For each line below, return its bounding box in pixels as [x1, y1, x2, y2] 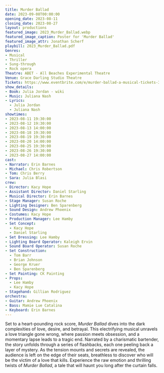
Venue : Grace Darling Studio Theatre [5, 75, 82, 80]
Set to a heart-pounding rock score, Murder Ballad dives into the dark [5, 321, 145, 327]
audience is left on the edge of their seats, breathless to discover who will [5, 352, 154, 358]
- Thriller [5, 57, 27, 62]
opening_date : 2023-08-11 [5, 16, 58, 21]
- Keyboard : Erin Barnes [5, 307, 56, 312]
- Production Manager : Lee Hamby [5, 216, 73, 222]
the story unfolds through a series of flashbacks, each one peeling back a [5, 342, 154, 348]
